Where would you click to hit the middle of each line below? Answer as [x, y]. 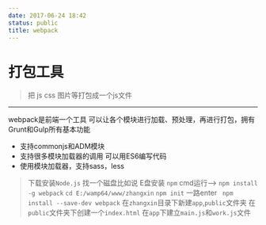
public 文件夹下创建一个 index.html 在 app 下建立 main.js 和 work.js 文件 [139, 213]
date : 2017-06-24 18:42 [47, 15]
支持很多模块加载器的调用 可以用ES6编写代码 [93, 156]
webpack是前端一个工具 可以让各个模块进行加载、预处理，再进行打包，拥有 [132, 120]
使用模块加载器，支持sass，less [72, 166]
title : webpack [33, 30]
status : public [33, 23]
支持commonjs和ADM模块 [62, 147]
